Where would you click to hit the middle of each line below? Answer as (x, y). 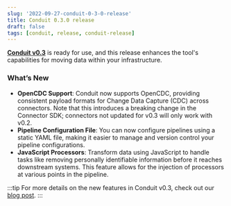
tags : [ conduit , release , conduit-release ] (71, 33)
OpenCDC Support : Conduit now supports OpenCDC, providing (108, 93)
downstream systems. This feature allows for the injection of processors (120, 166)
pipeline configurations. (51, 145)
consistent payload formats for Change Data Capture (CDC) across (113, 101)
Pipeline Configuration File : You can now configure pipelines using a (116, 130)
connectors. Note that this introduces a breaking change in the (106, 108)
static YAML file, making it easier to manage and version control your (115, 137)
